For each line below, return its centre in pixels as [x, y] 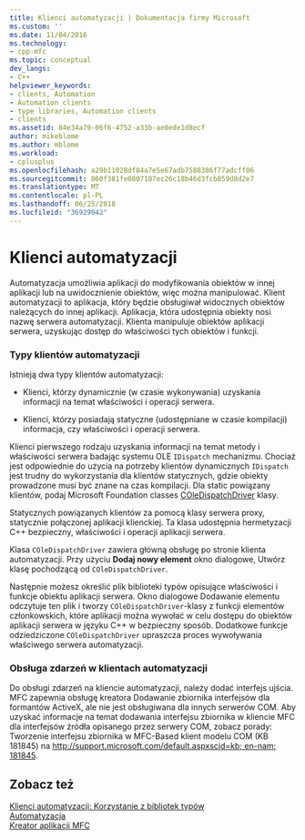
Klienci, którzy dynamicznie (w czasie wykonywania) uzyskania [142, 391]
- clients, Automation [52, 94]
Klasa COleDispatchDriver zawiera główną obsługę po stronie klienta [138, 549]
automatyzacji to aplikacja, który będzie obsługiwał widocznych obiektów [147, 302]
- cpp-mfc [28, 52]
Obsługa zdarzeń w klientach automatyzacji [108, 668]
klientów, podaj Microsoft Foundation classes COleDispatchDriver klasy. [144, 495]
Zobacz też [42, 784]
